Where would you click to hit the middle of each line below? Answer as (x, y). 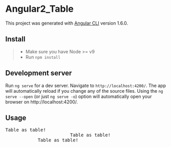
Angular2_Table (39, 9)
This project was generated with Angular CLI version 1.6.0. (67, 23)
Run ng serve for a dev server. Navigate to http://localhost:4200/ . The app (86, 86)
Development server (39, 73)
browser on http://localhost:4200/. (42, 102)
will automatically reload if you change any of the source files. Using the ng (84, 91)
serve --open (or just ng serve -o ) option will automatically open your (79, 96)
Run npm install (43, 57)
